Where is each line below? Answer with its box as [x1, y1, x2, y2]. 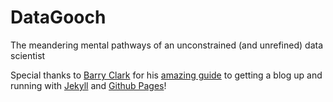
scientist [10, 49, 46, 61]
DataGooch [10, 6, 107, 29]
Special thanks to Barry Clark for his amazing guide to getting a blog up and [10, 69, 323, 81]
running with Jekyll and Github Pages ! [10, 79, 167, 91]
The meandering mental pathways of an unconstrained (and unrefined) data [10, 39, 324, 51]
